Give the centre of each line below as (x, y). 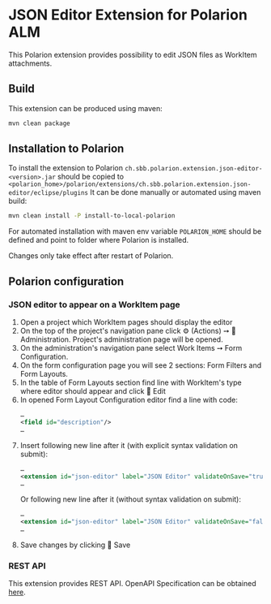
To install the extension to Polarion (66, 168)
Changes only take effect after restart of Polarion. (91, 256)
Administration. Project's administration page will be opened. (122, 339)
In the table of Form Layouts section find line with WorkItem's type (131, 382)
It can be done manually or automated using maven (176, 192)
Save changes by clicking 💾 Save (75, 545)
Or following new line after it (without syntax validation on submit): (130, 499)
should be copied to (91, 177)
